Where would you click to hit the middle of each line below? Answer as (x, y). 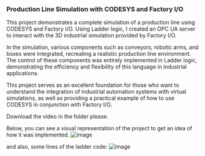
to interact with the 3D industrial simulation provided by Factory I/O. (91, 35)
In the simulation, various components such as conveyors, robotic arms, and (102, 47)
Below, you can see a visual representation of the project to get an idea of (99, 128)
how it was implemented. (38, 135)
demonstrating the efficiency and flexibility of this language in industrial (96, 67)
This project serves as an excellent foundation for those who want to (93, 85)
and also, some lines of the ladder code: (57, 147)
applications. (22, 73)
